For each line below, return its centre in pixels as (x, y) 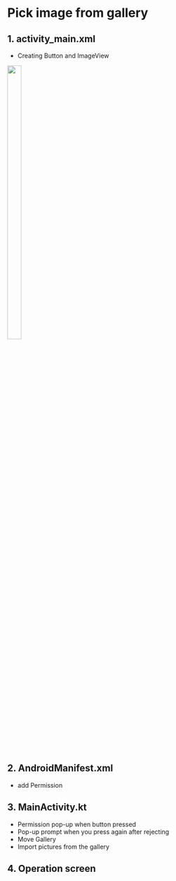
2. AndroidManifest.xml (60, 768)
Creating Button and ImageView (63, 55)
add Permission (40, 785)
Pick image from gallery (78, 13)
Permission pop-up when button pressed (77, 824)
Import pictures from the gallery (63, 847)
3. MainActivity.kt (47, 808)
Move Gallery (36, 839)
